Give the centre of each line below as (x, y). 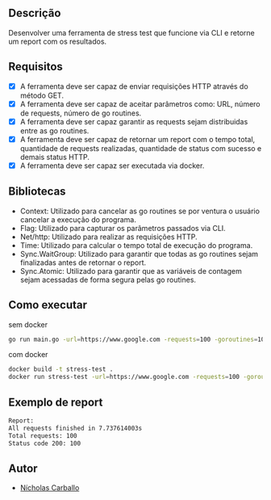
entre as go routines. (54, 130)
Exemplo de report (56, 402)
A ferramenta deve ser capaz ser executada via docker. (112, 166)
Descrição (35, 13)
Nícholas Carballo (50, 488)
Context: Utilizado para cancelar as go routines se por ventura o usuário (140, 211)
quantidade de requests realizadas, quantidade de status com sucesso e (141, 148)
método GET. (42, 95)
